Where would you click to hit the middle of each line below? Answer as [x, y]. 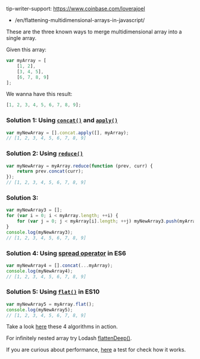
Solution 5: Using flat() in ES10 [53, 292]
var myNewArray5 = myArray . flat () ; [50, 304]
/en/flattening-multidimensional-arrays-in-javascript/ [79, 20]
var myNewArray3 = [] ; [34, 210]
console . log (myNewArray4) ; [40, 271]
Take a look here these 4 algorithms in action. [62, 327]
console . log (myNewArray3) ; [40, 232]
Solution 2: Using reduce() [45, 153]
